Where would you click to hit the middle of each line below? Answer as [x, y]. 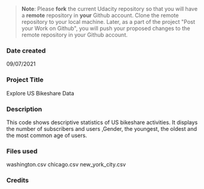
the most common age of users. [47, 135]
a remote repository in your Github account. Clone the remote [100, 15]
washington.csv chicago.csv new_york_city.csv [66, 165]
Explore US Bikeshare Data [41, 93]
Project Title [25, 80]
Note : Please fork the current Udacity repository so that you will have [109, 9]
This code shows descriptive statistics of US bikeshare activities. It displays [102, 122]
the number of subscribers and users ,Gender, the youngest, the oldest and [102, 128]
